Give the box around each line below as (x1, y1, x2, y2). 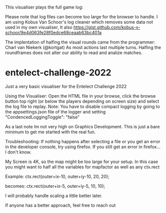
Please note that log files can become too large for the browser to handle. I (5, 14, 158, 19)
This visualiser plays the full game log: (5, 4, 83, 10)
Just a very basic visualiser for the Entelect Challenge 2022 (5, 83, 127, 89)
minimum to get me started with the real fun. (5, 129, 96, 135)
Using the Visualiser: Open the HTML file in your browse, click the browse (5, 93, 156, 99)
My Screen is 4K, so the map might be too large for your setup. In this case (5, 159, 159, 164)
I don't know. (5, 149, 32, 155)
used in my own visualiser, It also (5, 24, 73, 30)
